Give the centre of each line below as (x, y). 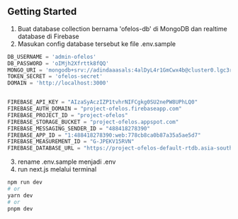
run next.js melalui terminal (57, 169)
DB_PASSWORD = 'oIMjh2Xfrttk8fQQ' (58, 63)
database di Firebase (48, 36)
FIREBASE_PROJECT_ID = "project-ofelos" (68, 115)
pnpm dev (20, 208)
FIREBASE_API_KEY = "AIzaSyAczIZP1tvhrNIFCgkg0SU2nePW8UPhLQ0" (103, 102)
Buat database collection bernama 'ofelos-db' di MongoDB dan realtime (123, 28)
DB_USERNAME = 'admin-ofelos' (52, 57)
